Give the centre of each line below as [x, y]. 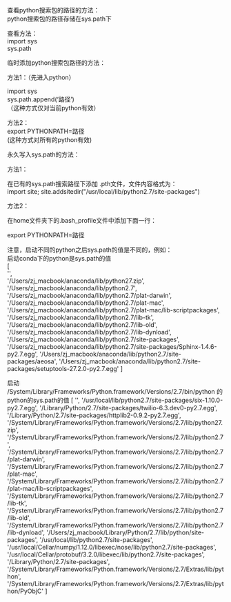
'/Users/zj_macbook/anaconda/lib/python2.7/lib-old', [82, 325]
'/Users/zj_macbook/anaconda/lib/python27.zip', [76, 281]
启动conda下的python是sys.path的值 [59, 258]
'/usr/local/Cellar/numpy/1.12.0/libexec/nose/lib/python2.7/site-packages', [112, 547]
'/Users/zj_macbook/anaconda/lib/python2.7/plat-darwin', [90, 295]
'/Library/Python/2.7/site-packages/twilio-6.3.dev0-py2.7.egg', [129, 408]
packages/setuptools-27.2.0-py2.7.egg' [63, 369]
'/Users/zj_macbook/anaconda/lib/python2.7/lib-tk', [81, 317]
